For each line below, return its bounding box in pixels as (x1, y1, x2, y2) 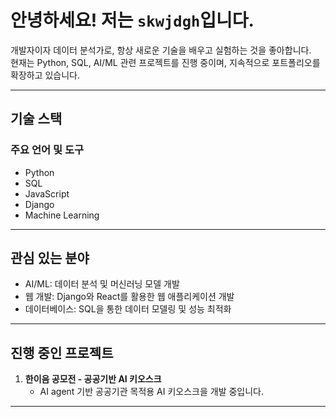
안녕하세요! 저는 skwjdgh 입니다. (10, 9, 255, 32)
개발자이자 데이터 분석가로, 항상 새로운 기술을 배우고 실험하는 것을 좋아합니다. (10, 44, 312, 56)
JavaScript (24, 187, 70, 200)
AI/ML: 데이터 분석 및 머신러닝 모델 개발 (24, 278, 180, 290)
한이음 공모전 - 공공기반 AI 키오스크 (24, 373, 162, 385)
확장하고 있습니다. (10, 69, 81, 81)
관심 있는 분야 (10, 250, 90, 267)
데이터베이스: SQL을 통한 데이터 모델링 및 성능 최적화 (24, 303, 232, 315)
